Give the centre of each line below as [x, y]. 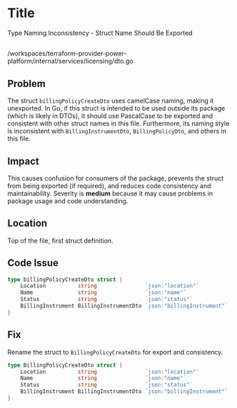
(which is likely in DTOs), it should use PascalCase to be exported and [110, 116]
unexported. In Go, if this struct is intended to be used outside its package [116, 108]
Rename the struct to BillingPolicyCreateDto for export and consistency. [115, 352]
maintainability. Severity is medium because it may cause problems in [110, 193]
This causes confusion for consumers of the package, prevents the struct [116, 178]
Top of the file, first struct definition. [60, 240]
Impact [23, 161]
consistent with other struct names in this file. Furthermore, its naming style [118, 123]
